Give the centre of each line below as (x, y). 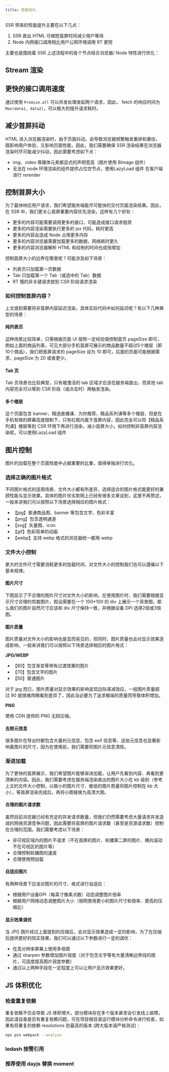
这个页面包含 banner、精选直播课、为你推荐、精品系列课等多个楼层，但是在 (84, 414)
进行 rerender (27, 175)
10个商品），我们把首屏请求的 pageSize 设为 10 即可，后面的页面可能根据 (80, 351)
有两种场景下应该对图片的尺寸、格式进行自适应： (56, 884)
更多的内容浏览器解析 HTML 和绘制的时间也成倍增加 (66, 247)
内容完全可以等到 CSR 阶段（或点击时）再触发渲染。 (60, 389)
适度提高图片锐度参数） (50, 961)
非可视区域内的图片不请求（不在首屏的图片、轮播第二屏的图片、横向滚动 (87, 840)
